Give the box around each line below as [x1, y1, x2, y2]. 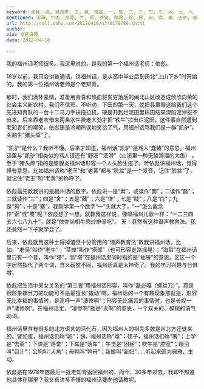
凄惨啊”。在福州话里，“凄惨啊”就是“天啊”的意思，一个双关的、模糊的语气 [14, 305, 196, 312]
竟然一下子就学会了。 [11, 225, 65, 233]
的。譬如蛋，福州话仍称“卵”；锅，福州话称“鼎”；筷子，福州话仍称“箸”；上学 [6, 332, 196, 340]
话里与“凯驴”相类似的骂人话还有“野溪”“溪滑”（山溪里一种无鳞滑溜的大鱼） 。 [6, 152, 197, 159]
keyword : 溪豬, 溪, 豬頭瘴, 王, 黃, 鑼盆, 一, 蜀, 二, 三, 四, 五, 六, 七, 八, [6, 9, 195, 15]
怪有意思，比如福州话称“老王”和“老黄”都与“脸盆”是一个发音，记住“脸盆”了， [6, 167, 195, 174]
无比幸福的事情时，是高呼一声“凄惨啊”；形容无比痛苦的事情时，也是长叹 [6, 297, 187, 304]
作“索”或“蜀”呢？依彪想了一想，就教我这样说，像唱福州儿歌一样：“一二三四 [6, 210, 194, 218]
